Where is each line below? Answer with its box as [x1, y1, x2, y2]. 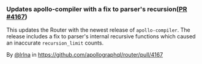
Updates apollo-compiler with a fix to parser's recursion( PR [6, 5, 187, 13]
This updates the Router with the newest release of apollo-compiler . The [6, 26, 191, 34]
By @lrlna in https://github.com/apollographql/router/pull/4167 [6, 51, 163, 59]
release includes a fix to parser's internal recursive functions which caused [6, 33, 196, 40]
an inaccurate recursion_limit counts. [6, 39, 104, 47]
